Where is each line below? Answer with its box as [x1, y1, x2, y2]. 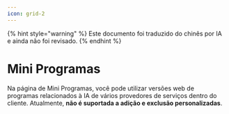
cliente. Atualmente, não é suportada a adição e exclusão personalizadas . [7, 99, 223, 107]
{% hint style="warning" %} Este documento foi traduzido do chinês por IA [7, 29, 223, 38]
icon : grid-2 [7, 10, 45, 17]
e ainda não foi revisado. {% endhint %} [7, 36, 122, 45]
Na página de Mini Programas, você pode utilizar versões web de [7, 84, 195, 92]
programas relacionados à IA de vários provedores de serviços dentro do [7, 91, 217, 99]
